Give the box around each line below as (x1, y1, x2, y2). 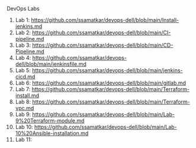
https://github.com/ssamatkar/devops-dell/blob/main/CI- (32, 29, 171, 36)
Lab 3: (15, 41, 31, 49)
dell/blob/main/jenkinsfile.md (15, 60, 86, 67)
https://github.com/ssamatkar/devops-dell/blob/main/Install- (31, 17, 179, 23)
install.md (15, 92, 40, 99)
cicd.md (15, 73, 36, 80)
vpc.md (15, 105, 34, 111)
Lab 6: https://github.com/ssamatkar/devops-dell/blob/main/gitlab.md (15, 79, 186, 86)
